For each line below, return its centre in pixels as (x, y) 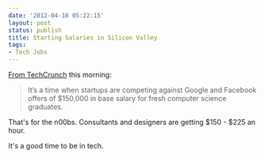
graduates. (45, 107)
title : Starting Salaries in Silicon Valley (83, 38)
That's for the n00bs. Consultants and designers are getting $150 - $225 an (132, 122)
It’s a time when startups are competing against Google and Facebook (142, 90)
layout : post (30, 23)
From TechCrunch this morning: (60, 75)
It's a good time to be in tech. (56, 146)
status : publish (35, 30)
